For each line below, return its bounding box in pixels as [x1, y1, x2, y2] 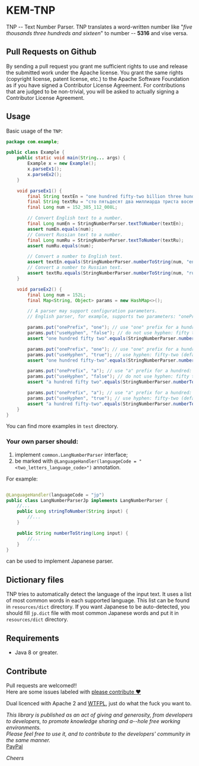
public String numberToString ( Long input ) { [17, 530, 129, 536]
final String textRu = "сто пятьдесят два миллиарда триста [27, 199, 179, 205]
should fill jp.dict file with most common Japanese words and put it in [6, 610, 179, 617]
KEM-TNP [6, 4, 56, 17]
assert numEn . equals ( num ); [27, 226, 94, 232]
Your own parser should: [6, 438, 79, 446]
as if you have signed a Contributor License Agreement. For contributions [6, 81, 185, 89]
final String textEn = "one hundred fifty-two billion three [27, 193, 182, 199]
